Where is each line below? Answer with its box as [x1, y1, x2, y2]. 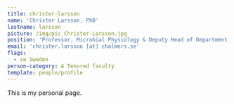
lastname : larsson [7, 23, 61, 30]
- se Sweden [13, 56, 49, 63]
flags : [7, 50, 27, 57]
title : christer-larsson [7, 10, 80, 18]
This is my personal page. [7, 89, 82, 97]
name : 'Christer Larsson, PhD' [7, 17, 99, 24]
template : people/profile [7, 69, 83, 76]
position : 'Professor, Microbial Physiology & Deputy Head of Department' [7, 37, 231, 44]
